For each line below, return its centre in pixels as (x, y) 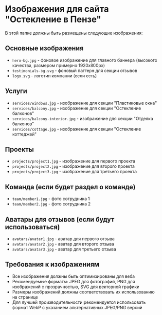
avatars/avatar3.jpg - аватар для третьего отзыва (64, 249)
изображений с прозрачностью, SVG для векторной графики (76, 287)
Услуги (16, 91)
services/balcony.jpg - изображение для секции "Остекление (76, 108)
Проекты (19, 149)
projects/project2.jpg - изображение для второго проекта (73, 166)
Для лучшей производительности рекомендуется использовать (79, 302)
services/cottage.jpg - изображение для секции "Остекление (76, 129)
